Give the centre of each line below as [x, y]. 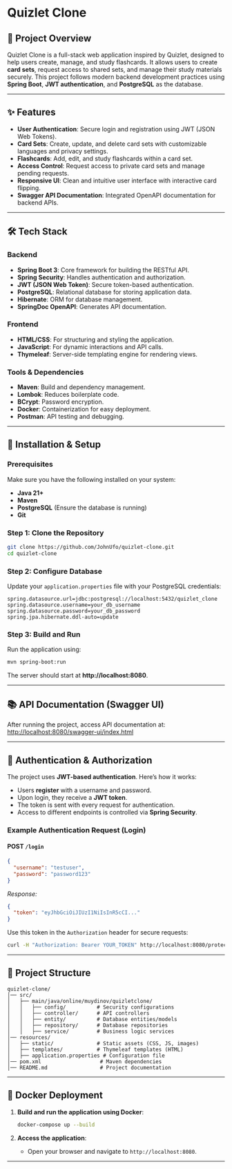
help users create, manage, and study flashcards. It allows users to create [112, 62]
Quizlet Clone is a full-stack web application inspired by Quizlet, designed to [116, 55]
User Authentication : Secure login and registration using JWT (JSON [116, 129]
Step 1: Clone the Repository [56, 532]
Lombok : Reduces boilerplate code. [68, 395]
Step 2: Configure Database [55, 571]
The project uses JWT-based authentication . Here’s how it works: [102, 776]
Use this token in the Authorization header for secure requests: [98, 933]
